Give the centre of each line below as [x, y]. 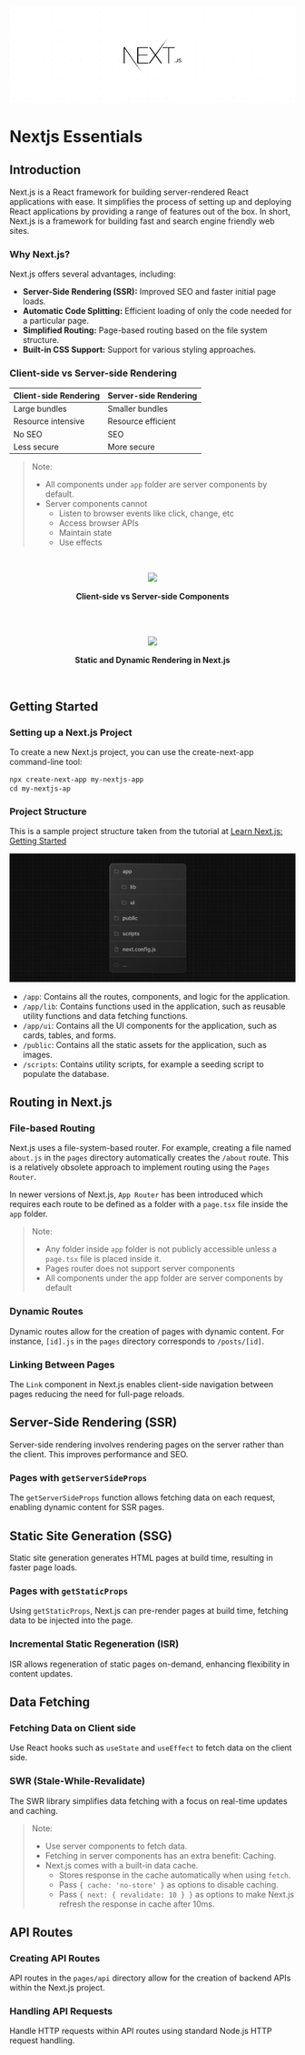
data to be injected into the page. [71, 1620]
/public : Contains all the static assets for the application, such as [145, 1044]
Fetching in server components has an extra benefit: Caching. [161, 1855]
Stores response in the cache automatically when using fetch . [175, 1875]
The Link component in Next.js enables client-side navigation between [142, 1384]
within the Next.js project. [58, 1988]
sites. [20, 230]
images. [37, 1054]
